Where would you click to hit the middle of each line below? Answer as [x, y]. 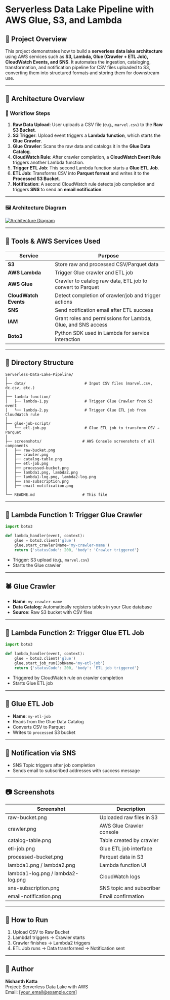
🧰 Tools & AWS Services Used [53, 241]
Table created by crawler [129, 840]
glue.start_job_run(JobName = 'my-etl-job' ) [60, 663]
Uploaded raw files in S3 [129, 817]
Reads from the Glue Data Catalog [48, 721]
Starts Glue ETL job [33, 683]
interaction [68, 339]
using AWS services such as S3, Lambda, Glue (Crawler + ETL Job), [77, 56]
